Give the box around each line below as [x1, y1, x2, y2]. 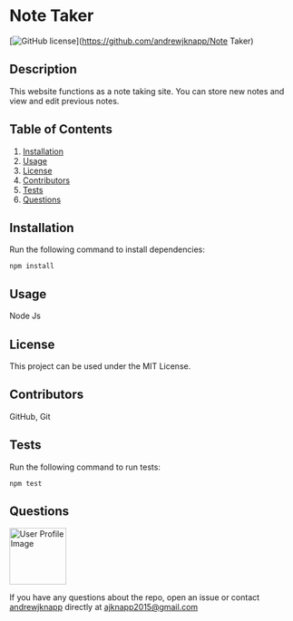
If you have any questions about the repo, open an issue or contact [9, 592, 260, 603]
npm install [9, 262, 54, 271]
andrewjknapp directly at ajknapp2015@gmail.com [9, 602, 199, 613]
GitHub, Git [9, 411, 52, 422]
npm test [9, 479, 43, 488]
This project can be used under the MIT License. [9, 361, 191, 372]
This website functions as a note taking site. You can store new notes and [9, 85, 285, 96]
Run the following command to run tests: [9, 461, 161, 472]
